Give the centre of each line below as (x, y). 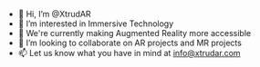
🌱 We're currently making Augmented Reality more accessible (135, 33)
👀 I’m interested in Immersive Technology (96, 24)
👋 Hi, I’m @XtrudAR (54, 14)
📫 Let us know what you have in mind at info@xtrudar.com (129, 53)
